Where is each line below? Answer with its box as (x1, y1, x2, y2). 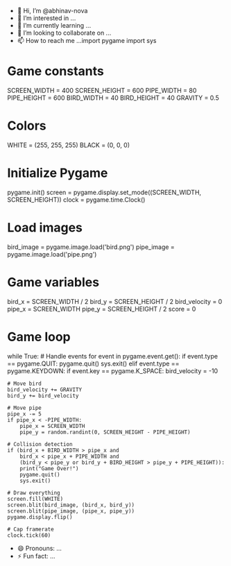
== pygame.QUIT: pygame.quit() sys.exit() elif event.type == (7, 359, 180, 368)
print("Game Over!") (19, 465, 79, 472)
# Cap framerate (7, 526, 54, 533)
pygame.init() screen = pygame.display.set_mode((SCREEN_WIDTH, (7, 188, 202, 196)
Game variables (7, 274, 99, 290)
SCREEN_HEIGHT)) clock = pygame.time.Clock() (7, 195, 146, 204)
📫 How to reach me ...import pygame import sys (17, 37, 157, 44)
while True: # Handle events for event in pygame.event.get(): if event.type (7, 352, 219, 360)
